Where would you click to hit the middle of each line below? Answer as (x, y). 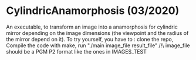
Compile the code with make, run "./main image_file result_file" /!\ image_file (98, 45)
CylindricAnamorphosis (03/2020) (93, 11)
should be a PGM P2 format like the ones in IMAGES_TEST (76, 51)
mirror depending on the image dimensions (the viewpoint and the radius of (97, 33)
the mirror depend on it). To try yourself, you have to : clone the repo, (90, 39)
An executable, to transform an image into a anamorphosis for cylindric (92, 27)
